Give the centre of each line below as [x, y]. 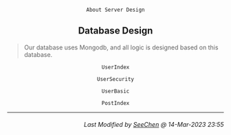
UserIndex [115, 67]
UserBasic [115, 91]
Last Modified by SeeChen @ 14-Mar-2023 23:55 [154, 125]
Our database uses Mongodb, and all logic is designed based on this [121, 47]
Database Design [115, 31]
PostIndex [115, 103]
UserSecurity [115, 79]
